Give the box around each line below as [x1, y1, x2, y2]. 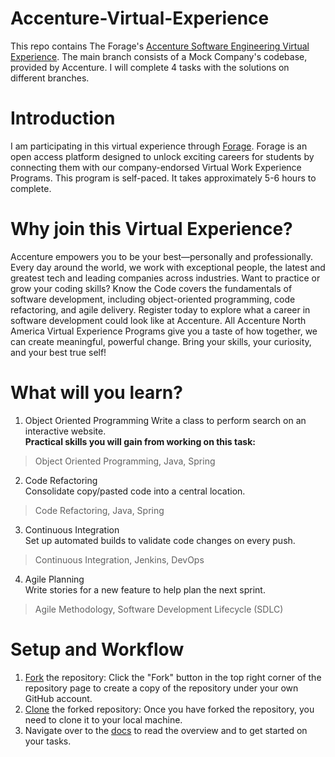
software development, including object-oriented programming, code [10, 293, 296, 305]
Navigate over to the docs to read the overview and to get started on [24, 724, 308, 736]
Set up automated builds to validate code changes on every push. [24, 534, 296, 546]
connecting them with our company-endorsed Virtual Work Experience [10, 161, 302, 173]
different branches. [10, 72, 90, 84]
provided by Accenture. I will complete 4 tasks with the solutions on [10, 61, 290, 73]
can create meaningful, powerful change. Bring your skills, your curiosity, [10, 335, 312, 347]
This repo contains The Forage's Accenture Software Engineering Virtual [10, 40, 310, 52]
